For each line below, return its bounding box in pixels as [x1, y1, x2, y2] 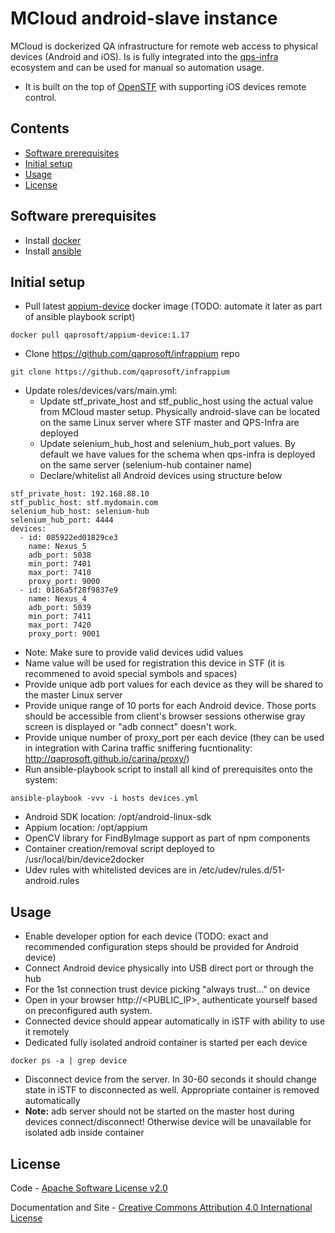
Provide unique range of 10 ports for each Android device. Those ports [24, 700, 317, 712]
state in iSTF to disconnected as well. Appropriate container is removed [24, 1084, 320, 1096]
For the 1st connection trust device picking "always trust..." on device [24, 983, 311, 996]
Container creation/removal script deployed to [24, 843, 215, 855]
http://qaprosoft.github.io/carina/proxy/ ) [24, 753, 190, 765]
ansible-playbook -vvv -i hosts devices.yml [10, 793, 199, 804]
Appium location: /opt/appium [24, 822, 148, 834]
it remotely [24, 1026, 70, 1038]
